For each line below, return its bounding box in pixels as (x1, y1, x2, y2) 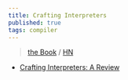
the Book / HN (27, 48, 74, 57)
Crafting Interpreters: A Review (19, 63, 120, 72)
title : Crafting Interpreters (8, 11, 108, 20)
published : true (8, 19, 61, 27)
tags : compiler (8, 26, 58, 34)
